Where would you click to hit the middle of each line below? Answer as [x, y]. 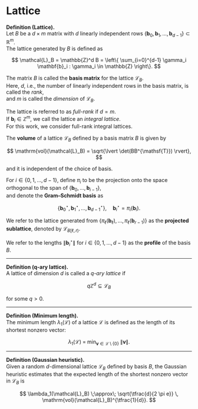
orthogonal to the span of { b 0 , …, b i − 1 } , [54, 189]
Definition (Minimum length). [42, 315]
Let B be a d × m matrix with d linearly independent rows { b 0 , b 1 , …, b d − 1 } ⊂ [98, 34]
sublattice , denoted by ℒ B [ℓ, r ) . [43, 229]
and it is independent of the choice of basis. [60, 169]
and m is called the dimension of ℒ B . [51, 100]
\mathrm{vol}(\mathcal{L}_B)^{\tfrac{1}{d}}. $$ [99, 400]
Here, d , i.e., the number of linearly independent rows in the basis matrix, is [98, 86]
